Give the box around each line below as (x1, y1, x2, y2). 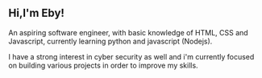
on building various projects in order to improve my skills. (8, 60, 199, 70)
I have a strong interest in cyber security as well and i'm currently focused (8, 51, 255, 61)
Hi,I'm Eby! (8, 6, 64, 20)
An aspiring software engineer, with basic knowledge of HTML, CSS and (8, 27, 248, 37)
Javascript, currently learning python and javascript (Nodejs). (8, 36, 213, 46)
